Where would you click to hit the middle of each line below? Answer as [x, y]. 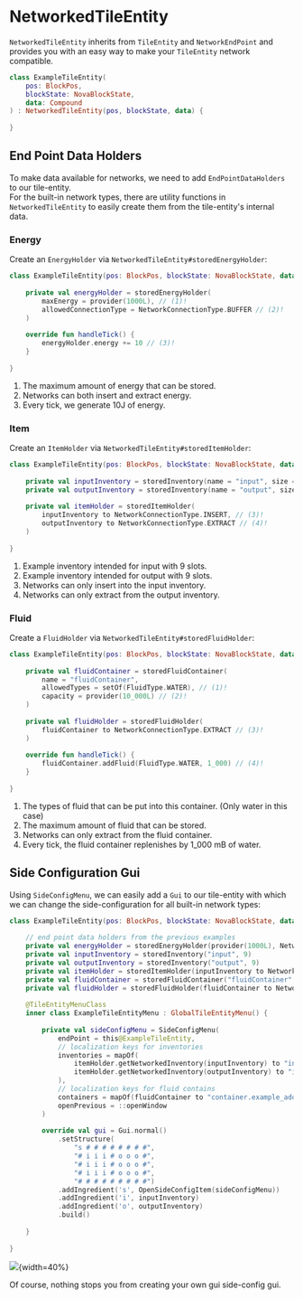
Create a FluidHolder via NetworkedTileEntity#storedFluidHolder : [132, 637]
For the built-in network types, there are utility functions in [118, 197]
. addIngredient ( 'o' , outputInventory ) [130, 1207]
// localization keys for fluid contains [137, 1089]
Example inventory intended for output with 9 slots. [117, 575]
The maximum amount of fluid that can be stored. [115, 825]
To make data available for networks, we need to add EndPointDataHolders [147, 177]
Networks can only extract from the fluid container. [117, 834]
